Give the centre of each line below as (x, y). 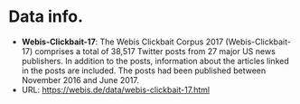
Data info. (46, 17)
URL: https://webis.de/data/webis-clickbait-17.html (115, 90)
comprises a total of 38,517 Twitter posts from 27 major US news (155, 51)
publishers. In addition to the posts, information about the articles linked (155, 61)
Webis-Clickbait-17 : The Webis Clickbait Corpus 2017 (122, 42)
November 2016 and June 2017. (80, 80)
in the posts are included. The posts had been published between (144, 71)
